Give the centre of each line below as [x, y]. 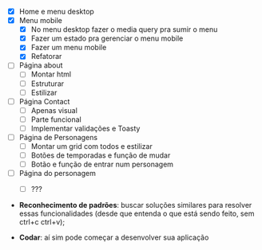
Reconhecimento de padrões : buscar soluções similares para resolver [135, 205]
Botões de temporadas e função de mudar [101, 155]
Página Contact [44, 101]
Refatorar [46, 57]
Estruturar [48, 84]
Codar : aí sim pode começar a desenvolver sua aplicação [114, 237]
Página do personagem [58, 174]
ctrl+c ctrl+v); [42, 222]
